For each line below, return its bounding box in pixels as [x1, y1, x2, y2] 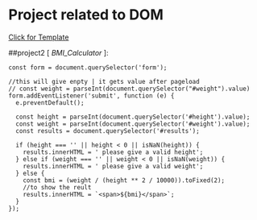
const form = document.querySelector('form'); [8, 63, 168, 72]
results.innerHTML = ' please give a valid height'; [23, 147, 204, 156]
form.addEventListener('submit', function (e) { [8, 91, 175, 100]
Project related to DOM [8, 6, 164, 24]
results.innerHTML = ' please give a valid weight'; [23, 162, 204, 170]
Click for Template [8, 32, 69, 42]
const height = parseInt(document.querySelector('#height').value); [15, 113, 251, 121]
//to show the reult [23, 183, 92, 191]
